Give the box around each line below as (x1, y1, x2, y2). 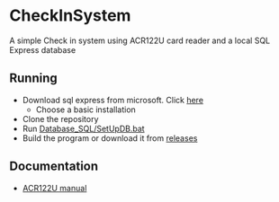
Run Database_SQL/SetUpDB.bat (22, 123, 146, 134)
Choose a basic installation (35, 104, 137, 115)
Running (9, 71, 58, 86)
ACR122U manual (22, 182, 87, 193)
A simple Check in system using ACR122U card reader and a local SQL (9, 35, 271, 46)
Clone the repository (22, 113, 99, 124)
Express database (9, 44, 76, 55)
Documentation (9, 159, 99, 174)
